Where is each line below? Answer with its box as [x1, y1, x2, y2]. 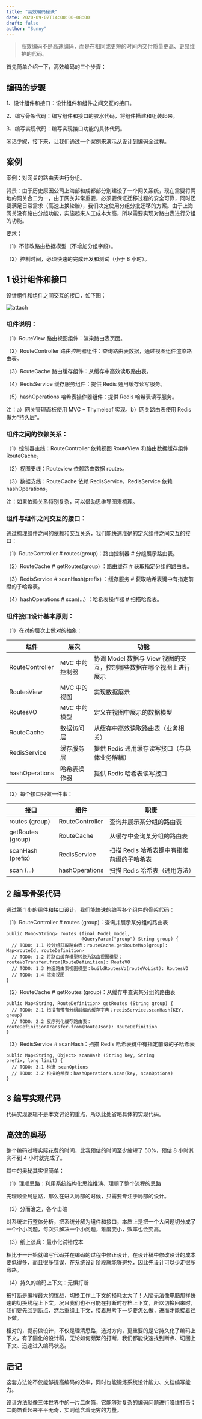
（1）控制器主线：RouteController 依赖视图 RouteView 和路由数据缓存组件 [6, 445, 189, 452]
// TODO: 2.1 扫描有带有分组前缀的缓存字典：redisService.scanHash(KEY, [11, 1007, 184, 1013]
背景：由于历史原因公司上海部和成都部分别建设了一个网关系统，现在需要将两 [6, 187, 196, 194]
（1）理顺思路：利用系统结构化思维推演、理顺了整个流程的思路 [6, 1180, 161, 1187]
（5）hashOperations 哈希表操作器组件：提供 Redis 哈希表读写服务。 [6, 393, 177, 400]
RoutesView [9, 688, 43, 696]
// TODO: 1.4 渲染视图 [11, 972, 65, 978]
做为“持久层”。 [6, 413, 43, 421]
